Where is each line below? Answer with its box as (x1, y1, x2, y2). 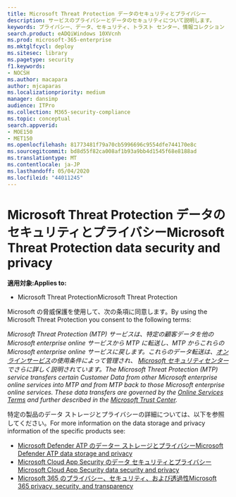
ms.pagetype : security (7, 56, 74, 63)
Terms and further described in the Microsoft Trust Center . (7, 395, 178, 404)
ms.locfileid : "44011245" (7, 174, 83, 181)
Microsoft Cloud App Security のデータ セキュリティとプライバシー (17, 458, 212, 466)
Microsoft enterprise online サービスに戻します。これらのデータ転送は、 (7, 348, 217, 356)
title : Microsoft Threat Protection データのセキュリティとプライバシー (7, 10, 206, 18)
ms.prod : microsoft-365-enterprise (7, 37, 112, 44)
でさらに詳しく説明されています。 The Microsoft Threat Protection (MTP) (7, 365, 218, 374)
